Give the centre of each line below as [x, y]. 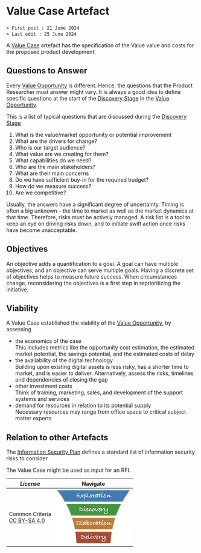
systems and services [42, 399]
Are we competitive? [40, 193]
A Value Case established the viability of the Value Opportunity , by [89, 323]
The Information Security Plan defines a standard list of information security [101, 452]
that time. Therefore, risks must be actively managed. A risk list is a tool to [98, 217]
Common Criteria [30, 514]
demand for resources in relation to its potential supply [83, 406]
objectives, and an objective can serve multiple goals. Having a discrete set [100, 270]
